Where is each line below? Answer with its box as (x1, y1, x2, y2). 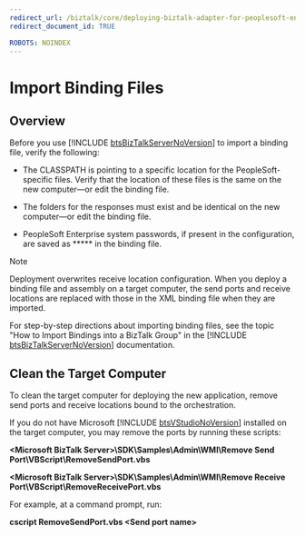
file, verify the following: (9, 147, 100, 158)
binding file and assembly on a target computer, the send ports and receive (9, 283, 290, 294)
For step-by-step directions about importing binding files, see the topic (9, 320, 275, 332)
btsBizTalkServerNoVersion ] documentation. (9, 340, 175, 351)
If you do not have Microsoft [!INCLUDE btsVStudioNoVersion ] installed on (9, 417, 288, 428)
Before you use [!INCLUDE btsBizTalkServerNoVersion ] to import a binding (9, 137, 289, 148)
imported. (9, 303, 46, 313)
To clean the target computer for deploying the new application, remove (9, 390, 279, 401)
